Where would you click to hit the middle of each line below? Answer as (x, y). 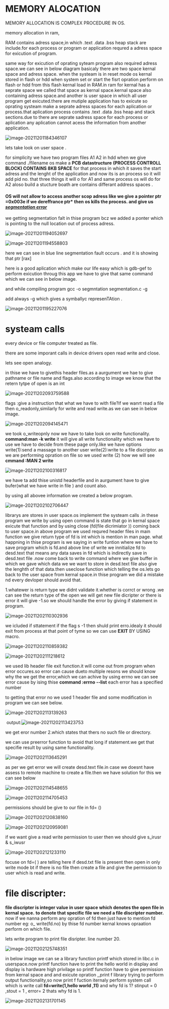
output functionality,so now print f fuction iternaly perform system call (78, 980)
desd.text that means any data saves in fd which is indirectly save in (76, 553)
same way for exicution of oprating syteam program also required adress (81, 63)
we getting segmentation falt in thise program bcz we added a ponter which (84, 218)
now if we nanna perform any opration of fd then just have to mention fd (80, 918)
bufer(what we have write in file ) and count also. (56, 486)
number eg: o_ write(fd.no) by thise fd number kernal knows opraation (78, 924)
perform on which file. (28, 929)
